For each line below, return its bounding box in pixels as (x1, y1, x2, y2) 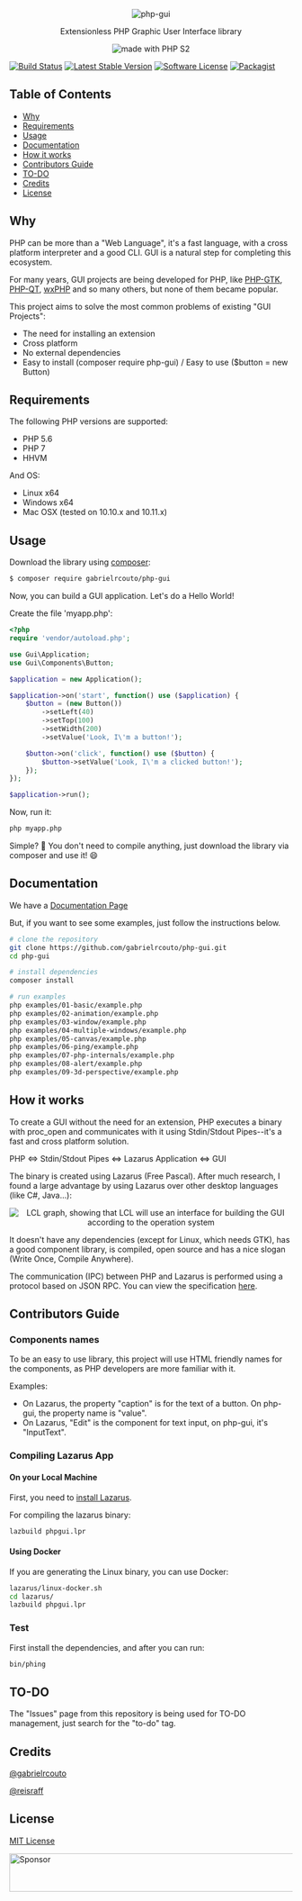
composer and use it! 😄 (9, 850, 99, 860)
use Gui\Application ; (9, 649, 91, 659)
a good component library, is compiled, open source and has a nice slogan (9, 1244, 286, 1254)
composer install (9, 976, 75, 985)
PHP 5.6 (22, 433, 53, 445)
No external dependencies (22, 347, 121, 358)
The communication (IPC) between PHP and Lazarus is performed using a (9, 1271, 283, 1281)
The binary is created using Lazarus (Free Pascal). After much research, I (9, 1171, 280, 1181)
